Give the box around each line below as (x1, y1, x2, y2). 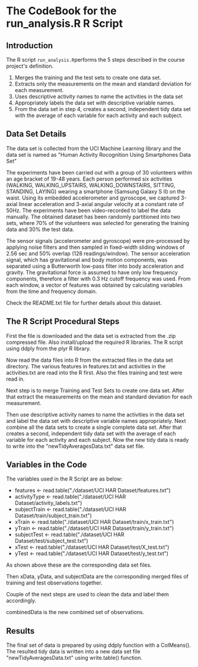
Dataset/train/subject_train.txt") (14, 512, 92, 519)
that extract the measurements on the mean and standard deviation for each (6, 393, 193, 400)
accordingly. (6, 597, 37, 604)
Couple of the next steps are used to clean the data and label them (6, 591, 169, 598)
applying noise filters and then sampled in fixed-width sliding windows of (6, 244, 185, 251)
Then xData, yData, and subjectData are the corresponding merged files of (6, 573, 189, 580)
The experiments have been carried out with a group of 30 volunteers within (6, 169, 193, 176)
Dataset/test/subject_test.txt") (14, 538, 89, 545)
